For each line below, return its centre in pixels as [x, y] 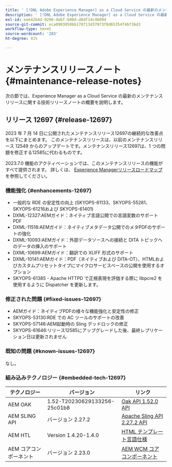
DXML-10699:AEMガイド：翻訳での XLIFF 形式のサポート [73, 252]
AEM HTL [19, 435]
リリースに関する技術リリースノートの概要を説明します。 [66, 102]
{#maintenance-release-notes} [73, 81]
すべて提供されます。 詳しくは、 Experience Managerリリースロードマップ [84, 170]
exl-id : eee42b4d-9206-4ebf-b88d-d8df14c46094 [56, 19]
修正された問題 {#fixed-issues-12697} [53, 299]
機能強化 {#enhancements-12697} [49, 191]
